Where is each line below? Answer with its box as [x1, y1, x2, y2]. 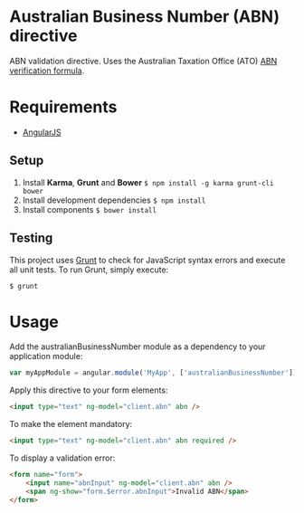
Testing [9, 231, 53, 246]
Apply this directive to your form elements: [9, 385, 168, 395]
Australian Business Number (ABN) [9, 6, 280, 27]
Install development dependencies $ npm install [22, 195, 206, 205]
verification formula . [9, 65, 85, 76]
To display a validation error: [9, 452, 116, 463]
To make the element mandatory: [9, 419, 133, 430]
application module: [9, 351, 83, 362]
